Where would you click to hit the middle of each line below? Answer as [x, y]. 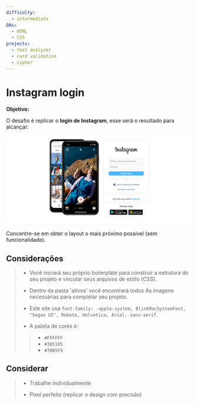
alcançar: [17, 127]
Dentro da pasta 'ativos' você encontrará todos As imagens [101, 291]
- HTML [19, 31]
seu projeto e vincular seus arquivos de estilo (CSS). [93, 279]
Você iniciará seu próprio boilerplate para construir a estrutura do [109, 273]
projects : [18, 44]
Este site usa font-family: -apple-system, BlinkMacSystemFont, [108, 309]
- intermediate [30, 19]
